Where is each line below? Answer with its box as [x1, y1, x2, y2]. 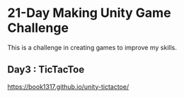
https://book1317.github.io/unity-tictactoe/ [7, 82, 130, 91]
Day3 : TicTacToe [7, 63, 85, 75]
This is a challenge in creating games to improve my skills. [7, 43, 177, 51]
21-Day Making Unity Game [7, 5, 171, 21]
